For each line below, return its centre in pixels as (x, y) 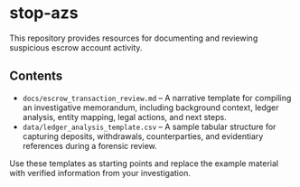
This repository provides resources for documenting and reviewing (134, 38)
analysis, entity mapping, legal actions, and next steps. (125, 117)
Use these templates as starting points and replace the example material (144, 163)
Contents (36, 76)
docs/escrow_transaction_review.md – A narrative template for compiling (157, 98)
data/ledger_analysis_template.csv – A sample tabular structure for (149, 126)
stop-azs (44, 13)
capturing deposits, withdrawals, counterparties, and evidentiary (143, 136)
